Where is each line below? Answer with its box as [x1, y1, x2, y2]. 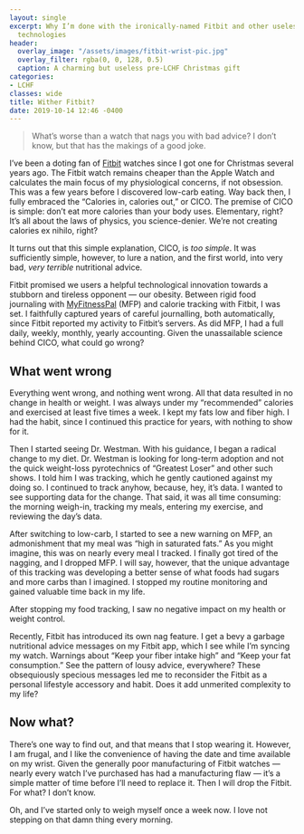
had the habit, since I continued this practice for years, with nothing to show [9, 417, 293, 427]
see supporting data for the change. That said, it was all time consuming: [9, 492, 281, 503]
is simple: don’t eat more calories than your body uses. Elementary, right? [9, 206, 284, 217]
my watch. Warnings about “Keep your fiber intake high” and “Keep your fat [9, 650, 291, 661]
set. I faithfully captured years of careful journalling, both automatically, [9, 309, 276, 320]
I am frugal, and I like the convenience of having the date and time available [9, 748, 291, 759]
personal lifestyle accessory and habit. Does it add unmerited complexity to [9, 679, 291, 690]
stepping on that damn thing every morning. [9, 814, 174, 825]
